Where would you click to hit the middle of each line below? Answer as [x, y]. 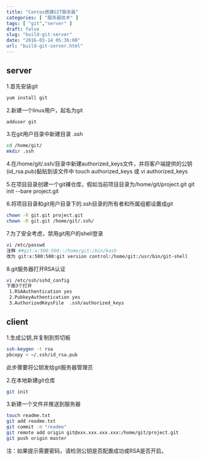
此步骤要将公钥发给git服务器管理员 [50, 367]
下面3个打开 [19, 286]
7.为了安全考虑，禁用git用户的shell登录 [55, 233]
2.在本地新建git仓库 [31, 380]
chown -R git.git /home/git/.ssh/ [50, 221]
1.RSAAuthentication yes [40, 292]
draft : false [23, 29]
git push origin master [37, 438]
